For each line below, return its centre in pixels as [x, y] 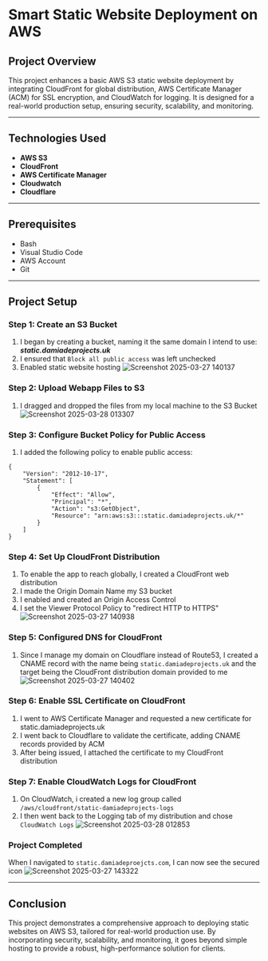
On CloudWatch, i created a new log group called [100, 799]
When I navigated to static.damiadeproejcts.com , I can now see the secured [134, 863]
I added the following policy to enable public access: [106, 452]
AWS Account [43, 261]
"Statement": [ [48, 480]
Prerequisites [42, 224]
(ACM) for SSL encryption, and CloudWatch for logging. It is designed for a [131, 97]
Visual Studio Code [51, 252]
